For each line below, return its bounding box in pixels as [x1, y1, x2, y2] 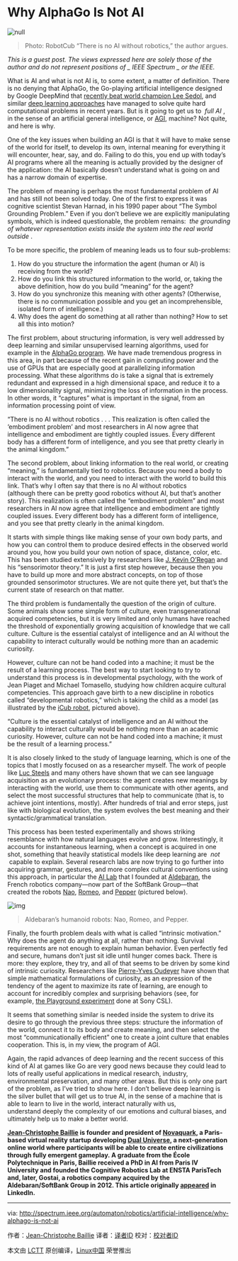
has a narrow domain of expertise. [7, 173, 108, 181]
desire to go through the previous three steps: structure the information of [7, 1018, 223, 1026]
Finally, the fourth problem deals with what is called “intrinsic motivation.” [7, 929, 222, 937]
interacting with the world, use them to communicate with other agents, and [7, 783, 229, 792]
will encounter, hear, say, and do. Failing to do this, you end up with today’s [7, 150, 227, 159]
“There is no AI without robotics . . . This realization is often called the [7, 415, 210, 423]
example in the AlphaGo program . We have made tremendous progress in [7, 348, 222, 357]
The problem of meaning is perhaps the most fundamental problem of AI [7, 186, 219, 195]
